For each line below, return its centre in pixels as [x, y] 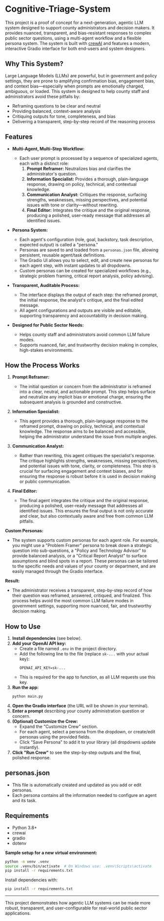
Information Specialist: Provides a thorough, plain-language [88, 179]
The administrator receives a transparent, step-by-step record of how [82, 591]
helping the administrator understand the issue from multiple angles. [88, 437]
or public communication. [45, 482]
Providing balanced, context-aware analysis [56, 111]
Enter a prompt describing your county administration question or [78, 711]
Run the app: [25, 687]
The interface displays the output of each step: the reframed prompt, [89, 295]
